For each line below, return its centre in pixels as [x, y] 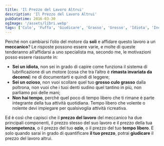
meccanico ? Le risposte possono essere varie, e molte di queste [70, 47]
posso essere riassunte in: [31, 57]
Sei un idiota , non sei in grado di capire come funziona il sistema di [80, 67]
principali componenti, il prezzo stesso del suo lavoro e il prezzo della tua [79, 123]
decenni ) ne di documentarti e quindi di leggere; [61, 77]
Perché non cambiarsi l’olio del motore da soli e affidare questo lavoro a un [80, 42]
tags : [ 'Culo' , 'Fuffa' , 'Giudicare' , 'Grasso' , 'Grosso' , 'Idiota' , [77, 28]
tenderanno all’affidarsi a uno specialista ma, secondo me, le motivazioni [78, 52]
